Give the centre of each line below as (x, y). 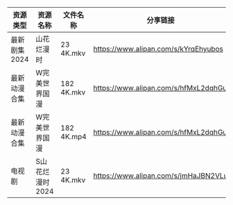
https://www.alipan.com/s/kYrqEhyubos (158, 49)
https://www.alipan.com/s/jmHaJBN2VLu (161, 175)
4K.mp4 (74, 137)
